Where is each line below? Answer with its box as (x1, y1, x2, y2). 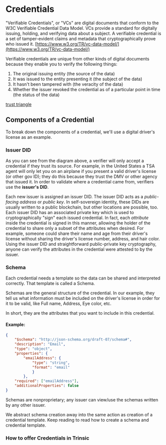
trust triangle (5, 101, 32, 107)
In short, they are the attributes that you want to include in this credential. (5, 310, 155, 316)
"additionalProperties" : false (14, 383, 79, 389)
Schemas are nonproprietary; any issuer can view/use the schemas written (5, 396, 159, 402)
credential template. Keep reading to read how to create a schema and (5, 417, 149, 423)
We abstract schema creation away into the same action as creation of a (5, 411, 153, 417)
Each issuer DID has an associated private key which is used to (5, 210, 134, 216)
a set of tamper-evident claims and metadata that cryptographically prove (5, 36, 156, 42)
